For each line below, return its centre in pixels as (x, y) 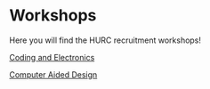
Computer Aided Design (53, 74)
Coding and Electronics (52, 57)
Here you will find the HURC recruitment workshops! (105, 40)
